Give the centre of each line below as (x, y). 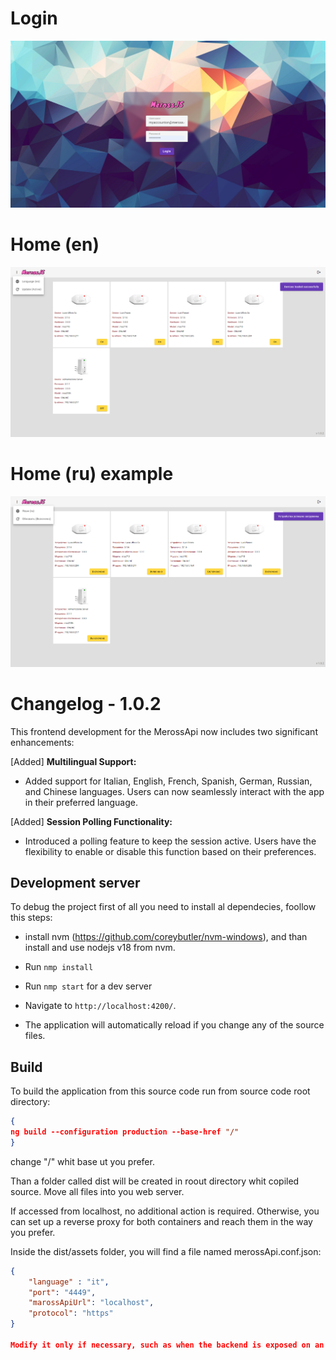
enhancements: (42, 742)
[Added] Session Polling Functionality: (91, 821)
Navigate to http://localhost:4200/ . (100, 1006)
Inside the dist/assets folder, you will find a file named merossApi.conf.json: (166, 1251)
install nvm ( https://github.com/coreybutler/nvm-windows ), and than (166, 937)
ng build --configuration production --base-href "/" (125, 1132)
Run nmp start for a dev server (88, 986)
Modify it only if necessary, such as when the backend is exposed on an (167, 1345)
